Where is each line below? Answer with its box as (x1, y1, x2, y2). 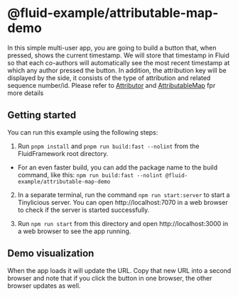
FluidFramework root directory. (17, 149, 109, 157)
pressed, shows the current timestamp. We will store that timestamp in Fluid (7, 51, 229, 60)
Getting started (7, 109, 77, 121)
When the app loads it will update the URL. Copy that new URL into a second (7, 266, 232, 274)
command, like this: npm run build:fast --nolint (17, 170, 163, 179)
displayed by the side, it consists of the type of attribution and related (7, 73, 211, 82)
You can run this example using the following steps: (7, 128, 158, 136)
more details (7, 89, 44, 97)
